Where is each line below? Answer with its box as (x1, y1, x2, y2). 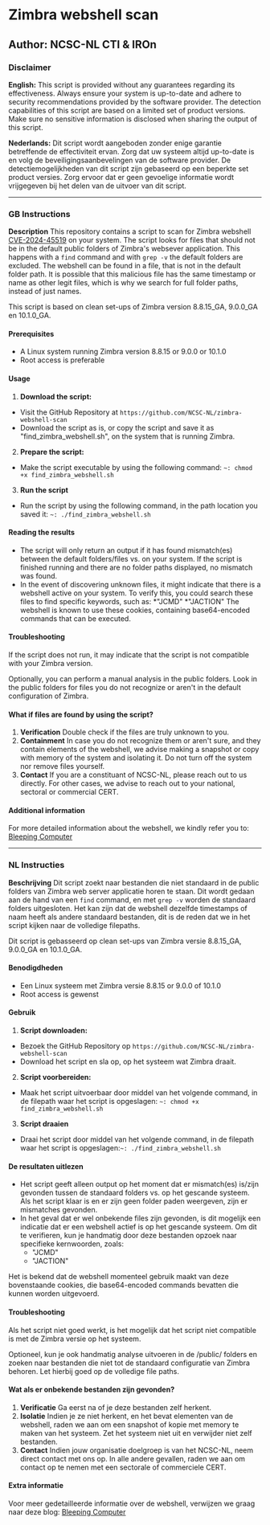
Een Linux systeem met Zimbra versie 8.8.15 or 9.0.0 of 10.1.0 (19, 980, 222, 990)
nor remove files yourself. (19, 762, 105, 771)
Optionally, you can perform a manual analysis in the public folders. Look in (8, 673, 258, 684)
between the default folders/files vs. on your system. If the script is (19, 554, 243, 563)
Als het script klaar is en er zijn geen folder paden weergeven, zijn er (19, 1196, 247, 1206)
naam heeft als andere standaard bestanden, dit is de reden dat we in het (8, 912, 251, 922)
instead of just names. (8, 287, 82, 296)
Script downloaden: (19, 1026, 88, 1036)
